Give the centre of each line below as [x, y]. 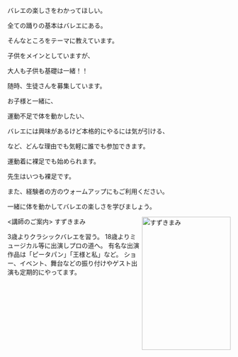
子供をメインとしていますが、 [51, 56]
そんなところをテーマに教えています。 [63, 40]
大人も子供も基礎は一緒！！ [48, 71]
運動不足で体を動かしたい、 [48, 116]
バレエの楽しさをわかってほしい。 [57, 10]
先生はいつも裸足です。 [41, 176]
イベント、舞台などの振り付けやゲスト [75, 263]
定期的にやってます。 [50, 272]
